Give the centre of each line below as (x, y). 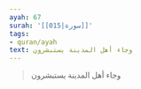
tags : (19, 33)
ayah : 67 (25, 17)
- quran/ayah (33, 42)
